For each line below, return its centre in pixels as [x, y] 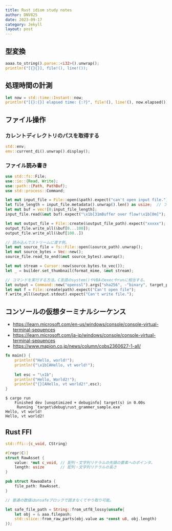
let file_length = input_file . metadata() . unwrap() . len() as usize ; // [83, 205]
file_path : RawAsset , [37, 486]
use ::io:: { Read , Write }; [32, 181]
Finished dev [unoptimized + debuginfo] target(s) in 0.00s [80, 403]
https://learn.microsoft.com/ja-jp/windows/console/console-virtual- [84, 335]
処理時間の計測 [29, 86]
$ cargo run [18, 399]
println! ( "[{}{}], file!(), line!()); [47, 68]
